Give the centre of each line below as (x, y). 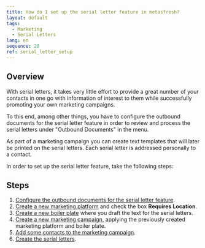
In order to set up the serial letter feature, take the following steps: (90, 166)
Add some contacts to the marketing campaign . (75, 233)
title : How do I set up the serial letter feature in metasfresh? (93, 12)
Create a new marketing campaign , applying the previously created (100, 220)
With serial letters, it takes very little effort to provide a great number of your (102, 91)
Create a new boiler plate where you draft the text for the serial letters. (104, 213)
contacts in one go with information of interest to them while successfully (99, 98)
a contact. (19, 154)
